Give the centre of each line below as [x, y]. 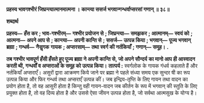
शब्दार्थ [12, 21]
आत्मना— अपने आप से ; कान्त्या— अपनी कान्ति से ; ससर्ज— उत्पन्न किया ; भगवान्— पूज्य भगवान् [99, 40]
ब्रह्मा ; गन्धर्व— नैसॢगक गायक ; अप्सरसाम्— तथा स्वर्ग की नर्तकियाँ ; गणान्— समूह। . [87, 47]
